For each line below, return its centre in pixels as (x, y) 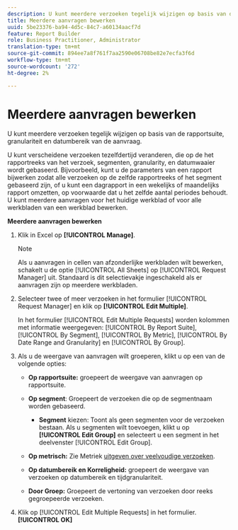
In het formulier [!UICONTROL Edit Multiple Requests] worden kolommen (124, 320)
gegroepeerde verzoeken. (66, 499)
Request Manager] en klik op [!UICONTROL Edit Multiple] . (103, 306)
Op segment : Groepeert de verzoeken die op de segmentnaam (120, 399)
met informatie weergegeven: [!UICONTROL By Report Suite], (107, 328)
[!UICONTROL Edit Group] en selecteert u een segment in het (129, 435)
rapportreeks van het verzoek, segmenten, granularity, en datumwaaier (111, 163)
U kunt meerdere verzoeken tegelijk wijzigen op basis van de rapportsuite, (116, 134)
